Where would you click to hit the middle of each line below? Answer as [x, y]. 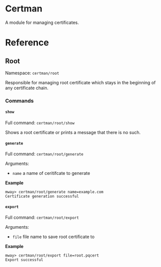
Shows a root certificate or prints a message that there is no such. [73, 133]
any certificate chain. [27, 88]
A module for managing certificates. [42, 22]
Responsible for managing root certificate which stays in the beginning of [80, 82]
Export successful [24, 260]
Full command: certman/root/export [42, 218]
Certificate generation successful [42, 197]
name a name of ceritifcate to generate [51, 173]
